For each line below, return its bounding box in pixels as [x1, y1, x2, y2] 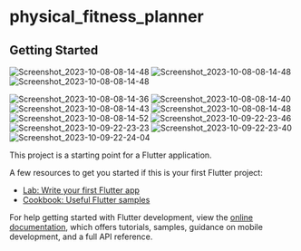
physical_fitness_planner [9, 6, 204, 27]
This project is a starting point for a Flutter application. [9, 150, 212, 160]
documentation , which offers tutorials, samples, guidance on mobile [9, 222, 263, 232]
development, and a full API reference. [9, 231, 153, 242]
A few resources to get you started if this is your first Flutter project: [9, 168, 263, 178]
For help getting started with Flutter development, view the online [9, 212, 254, 223]
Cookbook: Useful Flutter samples [22, 195, 150, 205]
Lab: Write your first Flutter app [22, 185, 141, 196]
